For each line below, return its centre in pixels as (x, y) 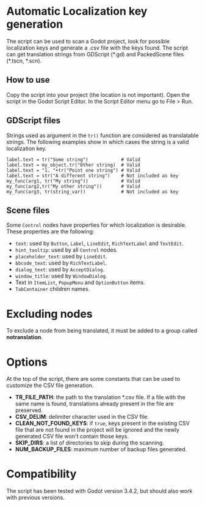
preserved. (29, 410)
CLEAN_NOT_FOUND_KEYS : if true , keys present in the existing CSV (103, 423)
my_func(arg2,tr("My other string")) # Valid (73, 186)
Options (27, 362)
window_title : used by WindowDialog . (61, 276)
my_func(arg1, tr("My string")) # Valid (73, 181)
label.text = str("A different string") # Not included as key (92, 176)
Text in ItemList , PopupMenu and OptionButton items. (80, 282)
